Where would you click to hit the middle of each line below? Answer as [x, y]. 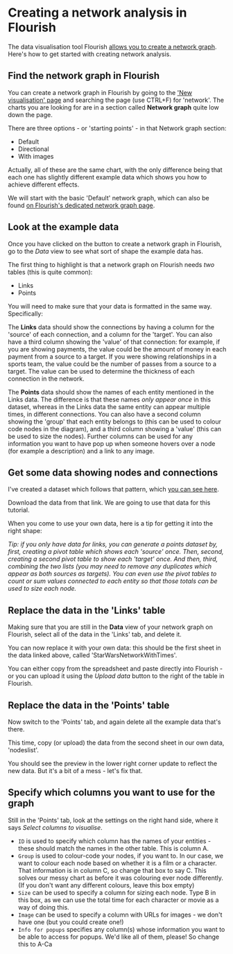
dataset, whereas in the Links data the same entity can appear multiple [109, 406]
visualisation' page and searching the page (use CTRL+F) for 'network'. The [116, 100]
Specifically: [26, 313]
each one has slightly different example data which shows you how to [107, 177]
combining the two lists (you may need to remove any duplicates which [110, 566]
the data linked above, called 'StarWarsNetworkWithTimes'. [93, 655]
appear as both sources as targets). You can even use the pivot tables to [112, 574]
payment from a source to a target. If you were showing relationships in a [112, 356]
